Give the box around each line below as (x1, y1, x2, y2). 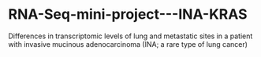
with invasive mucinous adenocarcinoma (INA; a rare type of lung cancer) (8, 39, 248, 48)
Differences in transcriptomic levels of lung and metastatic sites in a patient (8, 31, 253, 41)
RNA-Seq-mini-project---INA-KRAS (8, 5, 248, 23)
